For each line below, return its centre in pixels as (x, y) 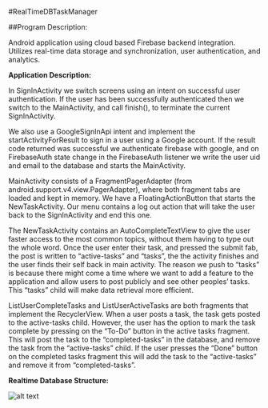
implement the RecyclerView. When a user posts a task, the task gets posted (134, 314)
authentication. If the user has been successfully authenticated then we (126, 99)
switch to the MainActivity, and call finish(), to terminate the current (119, 108)
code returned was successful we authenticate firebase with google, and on (134, 148)
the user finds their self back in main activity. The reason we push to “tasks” (134, 264)
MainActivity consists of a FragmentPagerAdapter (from (100, 181)
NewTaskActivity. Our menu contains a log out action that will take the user (132, 206)
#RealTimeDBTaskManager (53, 12)
